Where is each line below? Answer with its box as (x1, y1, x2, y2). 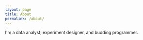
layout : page (5, 7, 32, 12)
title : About (5, 12, 32, 17)
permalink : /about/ (5, 16, 45, 21)
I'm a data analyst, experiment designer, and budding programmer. (5, 30, 138, 36)
